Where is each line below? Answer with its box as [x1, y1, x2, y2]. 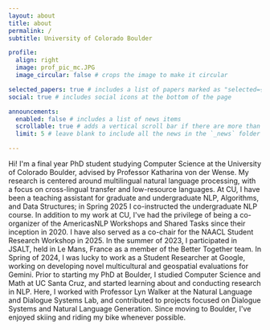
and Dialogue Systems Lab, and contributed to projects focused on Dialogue [8, 295, 261, 305]
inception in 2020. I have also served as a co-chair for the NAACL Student [8, 227, 254, 237]
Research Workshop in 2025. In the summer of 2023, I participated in [8, 236, 238, 245]
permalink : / [8, 26, 52, 35]
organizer [8, 218, 40, 228]
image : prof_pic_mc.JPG [15, 63, 95, 72]
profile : [8, 49, 38, 57]
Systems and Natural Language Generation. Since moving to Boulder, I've [8, 304, 252, 313]
